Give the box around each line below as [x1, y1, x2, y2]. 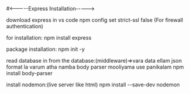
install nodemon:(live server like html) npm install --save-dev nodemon [6, 81, 180, 88]
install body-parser [6, 70, 53, 76]
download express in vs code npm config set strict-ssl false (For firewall [6, 17, 183, 23]
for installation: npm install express [6, 34, 92, 41]
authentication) [6, 23, 43, 30]
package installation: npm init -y [6, 46, 85, 53]
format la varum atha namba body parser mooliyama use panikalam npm [6, 63, 184, 70]
